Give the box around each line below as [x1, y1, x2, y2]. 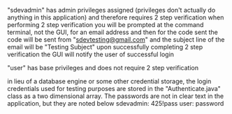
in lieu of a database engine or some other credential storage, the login [7, 77, 212, 85]
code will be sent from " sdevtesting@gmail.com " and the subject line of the [7, 35, 225, 44]
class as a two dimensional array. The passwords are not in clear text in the [7, 92, 224, 100]
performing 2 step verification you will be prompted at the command [7, 21, 204, 28]
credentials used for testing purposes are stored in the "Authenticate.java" [7, 85, 222, 92]
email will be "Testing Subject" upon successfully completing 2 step [7, 43, 203, 51]
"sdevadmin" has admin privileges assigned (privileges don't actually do [7, 6, 216, 14]
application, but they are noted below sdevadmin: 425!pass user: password [7, 99, 224, 107]
